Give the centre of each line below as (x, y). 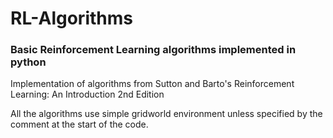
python (28, 62)
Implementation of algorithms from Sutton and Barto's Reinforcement (152, 84)
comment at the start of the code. (79, 124)
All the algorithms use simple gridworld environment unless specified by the (166, 114)
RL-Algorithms (71, 18)
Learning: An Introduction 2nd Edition (87, 94)
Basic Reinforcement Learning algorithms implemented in (153, 50)
